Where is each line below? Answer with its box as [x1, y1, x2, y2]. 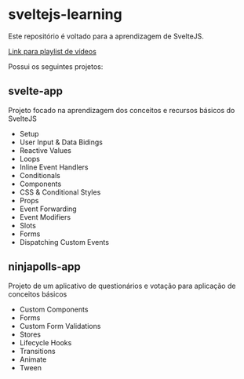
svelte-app [8, 85, 63, 98]
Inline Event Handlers [19, 162, 89, 172]
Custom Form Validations [19, 321, 101, 330]
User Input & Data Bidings [19, 137, 104, 147]
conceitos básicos [8, 289, 67, 299]
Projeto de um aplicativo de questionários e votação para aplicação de [8, 281, 236, 290]
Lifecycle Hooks [19, 337, 72, 347]
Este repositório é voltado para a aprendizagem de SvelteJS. [8, 31, 204, 41]
